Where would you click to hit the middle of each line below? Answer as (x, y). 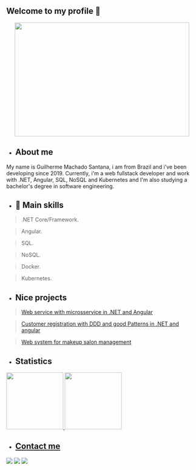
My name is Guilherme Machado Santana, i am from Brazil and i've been (96, 167)
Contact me (38, 446)
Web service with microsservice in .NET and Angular (87, 312)
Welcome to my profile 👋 (53, 11)
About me (34, 152)
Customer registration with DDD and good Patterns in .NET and (100, 324)
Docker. (31, 267)
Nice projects (41, 297)
